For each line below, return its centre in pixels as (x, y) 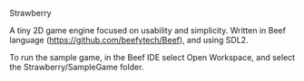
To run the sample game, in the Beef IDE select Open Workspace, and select (152, 57)
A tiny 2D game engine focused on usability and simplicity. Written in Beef (147, 30)
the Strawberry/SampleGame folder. (77, 67)
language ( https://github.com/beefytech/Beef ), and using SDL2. (129, 40)
